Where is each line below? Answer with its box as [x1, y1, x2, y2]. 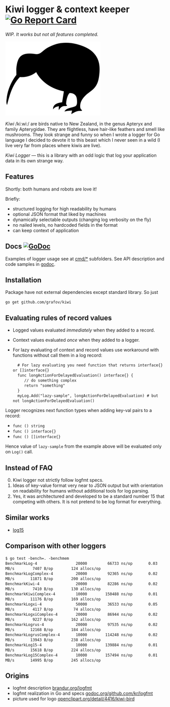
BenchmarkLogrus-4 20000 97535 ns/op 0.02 [5, 622, 158, 627]
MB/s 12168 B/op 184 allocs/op [5, 627, 101, 632]
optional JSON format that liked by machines [12, 211, 107, 217]
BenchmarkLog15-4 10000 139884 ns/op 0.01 [5, 642, 158, 647]
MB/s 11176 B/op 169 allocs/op [5, 596, 101, 602]
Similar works [5, 513, 50, 522]
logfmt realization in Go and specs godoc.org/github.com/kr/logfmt [12, 690, 153, 696]
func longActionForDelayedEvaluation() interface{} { [17, 373, 133, 378]
